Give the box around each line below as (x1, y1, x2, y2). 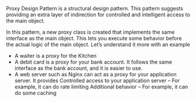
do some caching (14, 90, 57, 96)
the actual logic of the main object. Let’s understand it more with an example (6, 41, 190, 48)
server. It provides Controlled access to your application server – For (14, 77, 180, 84)
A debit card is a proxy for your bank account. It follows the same (14, 58, 173, 65)
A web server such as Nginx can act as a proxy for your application (14, 71, 177, 78)
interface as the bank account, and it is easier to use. (14, 65, 143, 72)
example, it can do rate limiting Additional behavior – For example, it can (14, 83, 188, 90)
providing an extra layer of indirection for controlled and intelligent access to (6, 11, 190, 18)
